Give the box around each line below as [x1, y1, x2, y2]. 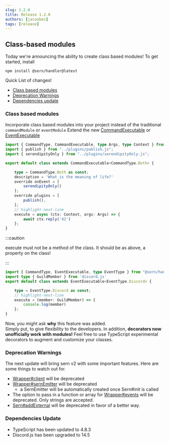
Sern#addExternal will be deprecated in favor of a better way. [12, 402, 140, 408]
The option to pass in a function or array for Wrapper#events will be [12, 392, 153, 398]
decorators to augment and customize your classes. [5, 337, 113, 343]
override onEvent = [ [14, 179, 59, 184]
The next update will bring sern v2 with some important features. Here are [5, 360, 159, 366]
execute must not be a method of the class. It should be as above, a [5, 245, 146, 251]
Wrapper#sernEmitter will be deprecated [12, 381, 97, 387]
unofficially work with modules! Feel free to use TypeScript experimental [5, 331, 158, 337]
